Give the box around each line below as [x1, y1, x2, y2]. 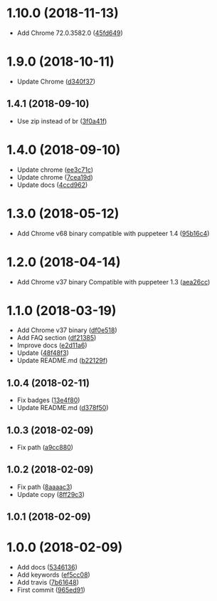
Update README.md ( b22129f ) [16, 356, 108, 365]
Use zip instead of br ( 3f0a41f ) [16, 116, 107, 125]
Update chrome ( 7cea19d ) [16, 173, 93, 181]
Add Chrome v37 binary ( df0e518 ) [16, 326, 118, 334]
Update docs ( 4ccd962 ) [16, 180, 88, 189]
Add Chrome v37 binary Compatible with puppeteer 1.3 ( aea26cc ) [16, 277, 211, 286]
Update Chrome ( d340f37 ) [16, 77, 95, 86]
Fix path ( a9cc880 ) [16, 443, 74, 452]
